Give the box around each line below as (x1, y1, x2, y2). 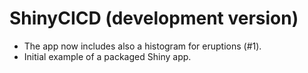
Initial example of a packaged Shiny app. (23, 50, 192, 62)
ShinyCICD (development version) (9, 7, 299, 30)
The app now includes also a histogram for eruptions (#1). (23, 40, 262, 52)
